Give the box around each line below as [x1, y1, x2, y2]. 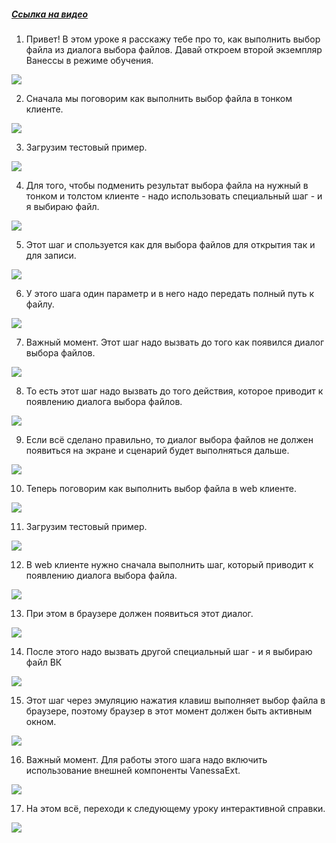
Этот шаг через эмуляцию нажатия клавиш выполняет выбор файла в [25, 694, 326, 706]
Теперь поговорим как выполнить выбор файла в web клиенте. [25, 482, 297, 494]
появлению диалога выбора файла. [25, 569, 178, 581]
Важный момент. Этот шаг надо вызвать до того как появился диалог [25, 336, 325, 348]
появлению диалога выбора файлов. [25, 395, 183, 407]
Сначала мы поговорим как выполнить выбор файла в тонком [25, 92, 293, 104]
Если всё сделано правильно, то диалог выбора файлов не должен [25, 433, 314, 445]
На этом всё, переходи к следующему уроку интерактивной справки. [25, 802, 326, 814]
